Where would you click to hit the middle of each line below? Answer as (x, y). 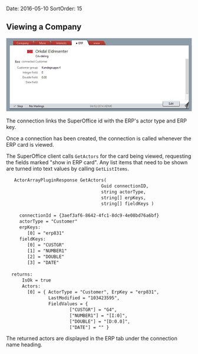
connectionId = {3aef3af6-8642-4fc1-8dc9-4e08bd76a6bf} (89, 215)
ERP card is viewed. (30, 144)
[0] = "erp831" (46, 233)
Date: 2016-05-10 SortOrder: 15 (44, 9)
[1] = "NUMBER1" (47, 251)
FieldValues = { (68, 304)
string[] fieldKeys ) (128, 204)
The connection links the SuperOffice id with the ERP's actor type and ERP (97, 121)
